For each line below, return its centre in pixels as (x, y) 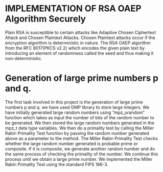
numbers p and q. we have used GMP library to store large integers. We (77, 107)
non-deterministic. (24, 58)
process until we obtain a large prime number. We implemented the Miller (79, 159)
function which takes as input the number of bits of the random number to (80, 117)
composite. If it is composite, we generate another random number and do (80, 149)
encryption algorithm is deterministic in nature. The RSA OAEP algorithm (78, 43)
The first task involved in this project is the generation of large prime (74, 102)
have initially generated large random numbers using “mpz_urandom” (75, 112)
